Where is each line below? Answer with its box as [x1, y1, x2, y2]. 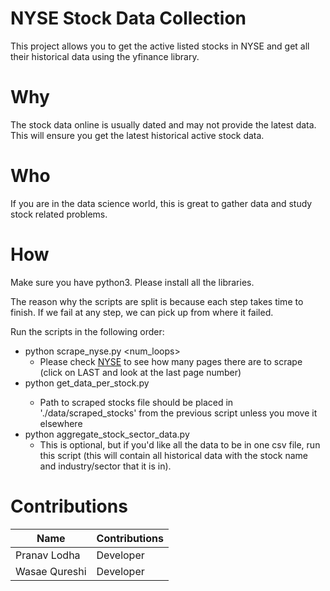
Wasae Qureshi [15, 564, 87, 578]
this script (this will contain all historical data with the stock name [39, 449, 308, 461]
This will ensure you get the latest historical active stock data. [10, 129, 265, 141]
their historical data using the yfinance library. [10, 50, 200, 62]
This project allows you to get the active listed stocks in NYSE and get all [10, 40, 310, 52]
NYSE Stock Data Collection [10, 7, 247, 30]
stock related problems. [10, 208, 108, 220]
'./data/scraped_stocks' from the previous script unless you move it [39, 407, 318, 419]
